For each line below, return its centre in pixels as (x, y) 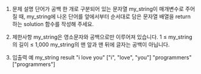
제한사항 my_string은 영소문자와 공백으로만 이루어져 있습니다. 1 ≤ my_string (102, 37)
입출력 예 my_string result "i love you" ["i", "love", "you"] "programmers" (102, 57)
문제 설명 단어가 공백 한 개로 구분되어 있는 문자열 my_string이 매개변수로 (98, 9)
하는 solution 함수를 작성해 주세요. (53, 24)
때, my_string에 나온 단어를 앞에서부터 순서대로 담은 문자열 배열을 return (104, 16)
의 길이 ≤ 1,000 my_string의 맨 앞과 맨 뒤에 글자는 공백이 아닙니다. (91, 45)
